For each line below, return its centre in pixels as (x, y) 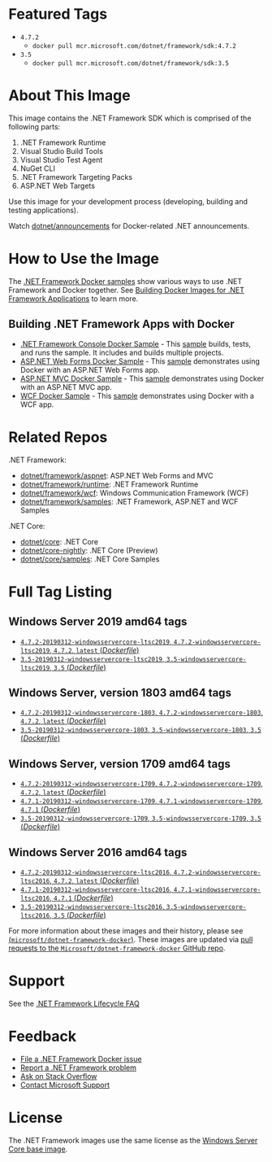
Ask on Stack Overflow (58, 1076)
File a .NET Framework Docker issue (81, 1059)
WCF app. (37, 404)
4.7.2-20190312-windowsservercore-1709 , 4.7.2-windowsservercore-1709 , (142, 784)
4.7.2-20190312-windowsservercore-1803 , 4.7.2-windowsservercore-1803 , (142, 712)
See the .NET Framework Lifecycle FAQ (74, 1003)
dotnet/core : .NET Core (59, 541)
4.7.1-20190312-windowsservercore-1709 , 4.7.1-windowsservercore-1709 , (142, 801)
